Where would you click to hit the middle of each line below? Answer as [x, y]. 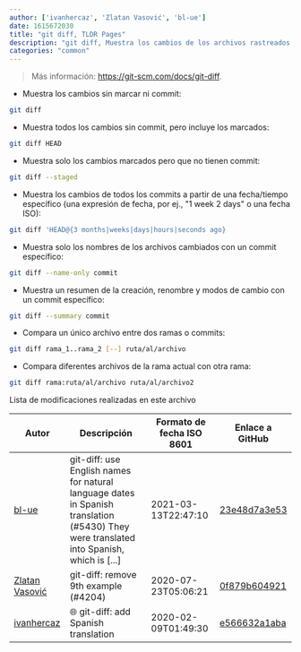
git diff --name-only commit [64, 273]
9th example [96, 586]
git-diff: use [95, 459]
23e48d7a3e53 [253, 510]
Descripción [106, 433]
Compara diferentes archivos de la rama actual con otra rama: [137, 366]
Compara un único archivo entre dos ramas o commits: [124, 333]
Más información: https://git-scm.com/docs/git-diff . [126, 76]
